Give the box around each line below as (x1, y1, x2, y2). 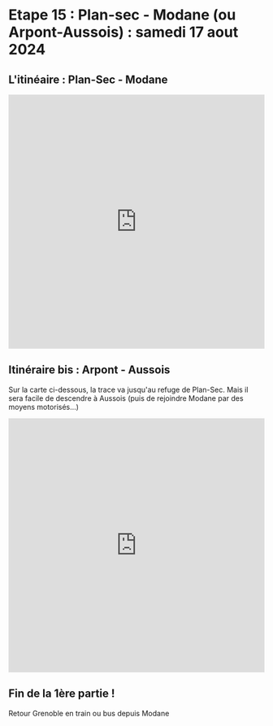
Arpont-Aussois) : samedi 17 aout (8, 23, 239, 41)
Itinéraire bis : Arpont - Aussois (8, 363, 171, 377)
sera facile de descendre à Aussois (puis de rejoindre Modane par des (8, 393, 244, 403)
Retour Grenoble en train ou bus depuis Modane (8, 708, 170, 718)
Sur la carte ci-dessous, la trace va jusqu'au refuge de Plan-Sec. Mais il (8, 385, 249, 394)
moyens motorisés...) (8, 402, 80, 411)
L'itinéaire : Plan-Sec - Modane (8, 72, 168, 86)
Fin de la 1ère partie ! (8, 687, 115, 701)
